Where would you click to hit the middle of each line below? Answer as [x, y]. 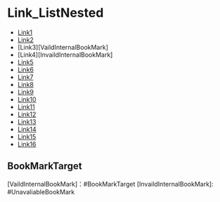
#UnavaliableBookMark [41, 191]
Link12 [27, 114]
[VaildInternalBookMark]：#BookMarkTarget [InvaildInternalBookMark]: [110, 184]
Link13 [27, 121]
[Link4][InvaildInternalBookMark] [65, 55]
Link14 [27, 129]
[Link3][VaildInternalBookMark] [63, 47]
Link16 [27, 144]
